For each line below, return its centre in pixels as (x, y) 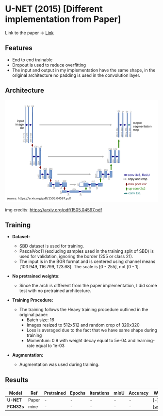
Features (19, 48)
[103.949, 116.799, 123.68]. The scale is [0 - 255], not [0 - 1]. (80, 267)
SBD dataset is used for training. (51, 246)
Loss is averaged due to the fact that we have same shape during (92, 330)
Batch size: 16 (40, 320)
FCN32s (16, 407)
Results (17, 380)
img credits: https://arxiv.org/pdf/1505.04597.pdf (54, 209)
